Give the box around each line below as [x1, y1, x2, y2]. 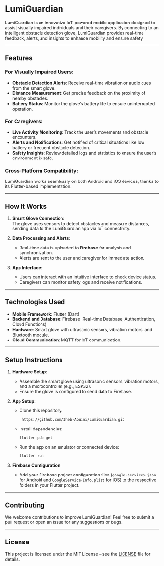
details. [5, 556, 20, 562]
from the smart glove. [12, 85, 56, 91]
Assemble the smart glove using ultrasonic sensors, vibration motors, [19, 378, 159, 384]
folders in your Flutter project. [19, 482, 80, 488]
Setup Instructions [5, 356, 63, 364]
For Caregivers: [5, 118, 43, 125]
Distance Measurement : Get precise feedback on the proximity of [12, 90, 146, 96]
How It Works [5, 202, 47, 211]
